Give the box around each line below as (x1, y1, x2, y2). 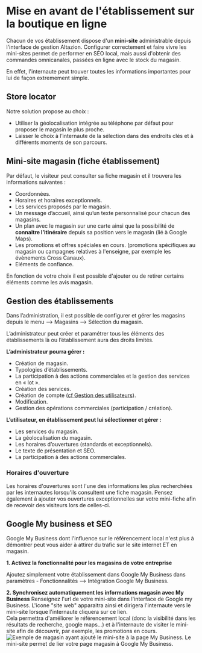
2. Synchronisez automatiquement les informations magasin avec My (6, 589, 184, 596)
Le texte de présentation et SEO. (14, 447, 96, 454)
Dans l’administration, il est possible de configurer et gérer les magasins (6, 312, 186, 319)
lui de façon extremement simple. (6, 74, 89, 81)
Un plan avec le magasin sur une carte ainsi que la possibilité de (14, 222, 175, 230)
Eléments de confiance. (14, 260, 74, 267)
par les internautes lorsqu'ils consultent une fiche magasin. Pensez (6, 489, 173, 496)
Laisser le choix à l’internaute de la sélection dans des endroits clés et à (14, 132, 194, 139)
